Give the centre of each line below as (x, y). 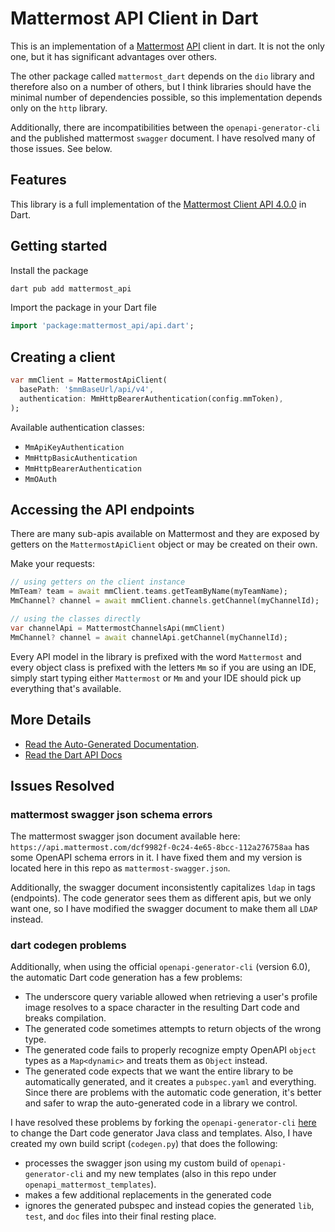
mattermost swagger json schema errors (111, 814)
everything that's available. (66, 688)
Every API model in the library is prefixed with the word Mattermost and (156, 656)
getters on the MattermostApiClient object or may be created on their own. (164, 544)
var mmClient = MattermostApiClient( (89, 380)
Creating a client (63, 357)
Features (38, 180)
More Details (51, 720)
